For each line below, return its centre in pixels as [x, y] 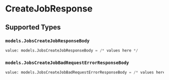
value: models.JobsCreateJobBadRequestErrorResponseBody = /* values [80, 72]
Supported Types [33, 27]
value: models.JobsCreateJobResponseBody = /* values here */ [72, 50]
